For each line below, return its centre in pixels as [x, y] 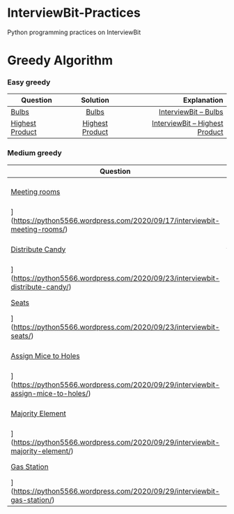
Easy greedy [29, 82]
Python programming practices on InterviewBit [74, 32]
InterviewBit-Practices [74, 13]
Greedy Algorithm [60, 60]
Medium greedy [35, 153]
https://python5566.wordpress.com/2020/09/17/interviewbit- [117, 220]
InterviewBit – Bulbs [191, 112]
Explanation [203, 101]
